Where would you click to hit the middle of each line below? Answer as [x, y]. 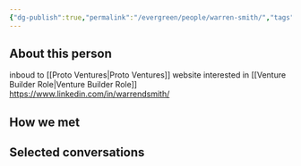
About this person [60, 54]
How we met [45, 122]
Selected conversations [77, 153]
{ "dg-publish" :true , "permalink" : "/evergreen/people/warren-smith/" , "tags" [152, 17]
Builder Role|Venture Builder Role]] [73, 85]
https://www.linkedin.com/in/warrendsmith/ [90, 94]
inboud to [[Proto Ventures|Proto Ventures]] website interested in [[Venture [148, 75]
